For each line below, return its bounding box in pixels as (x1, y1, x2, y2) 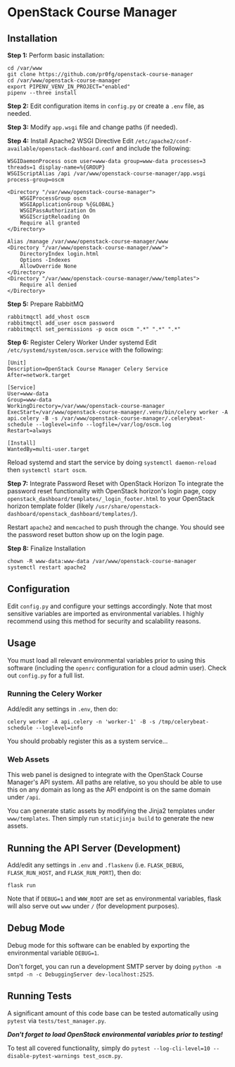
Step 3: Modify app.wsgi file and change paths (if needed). (7, 123, 178, 131)
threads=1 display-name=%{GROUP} (7, 164, 106, 171)
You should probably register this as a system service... (7, 737, 168, 745)
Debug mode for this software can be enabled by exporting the (7, 941, 190, 949)
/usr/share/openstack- (95, 503, 162, 510)
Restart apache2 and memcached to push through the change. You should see (7, 523, 225, 531)
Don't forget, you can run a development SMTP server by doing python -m (7, 962, 222, 970)
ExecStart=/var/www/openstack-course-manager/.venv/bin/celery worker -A (7, 409, 229, 416)
